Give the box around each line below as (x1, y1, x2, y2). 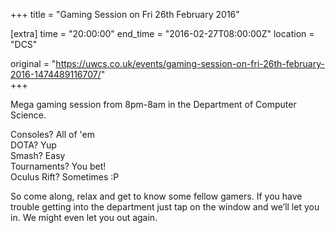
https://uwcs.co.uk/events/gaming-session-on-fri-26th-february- (55, 58, 325, 69)
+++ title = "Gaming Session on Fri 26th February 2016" (10, 9, 240, 20)
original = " (10, 58, 57, 69)
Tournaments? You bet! (10, 160, 107, 172)
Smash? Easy (10, 150, 66, 161)
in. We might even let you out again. (10, 212, 158, 223)
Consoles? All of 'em (10, 129, 96, 140)
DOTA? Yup (10, 139, 57, 151)
